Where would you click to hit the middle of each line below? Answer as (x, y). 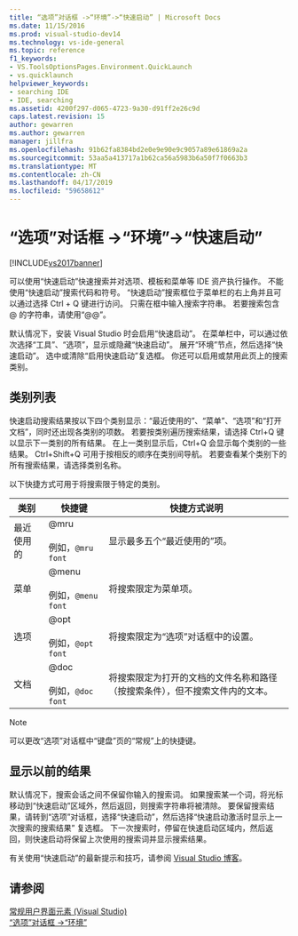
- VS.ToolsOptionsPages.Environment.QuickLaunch (101, 68)
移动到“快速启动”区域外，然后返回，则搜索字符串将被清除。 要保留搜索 (138, 805)
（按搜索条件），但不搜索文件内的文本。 (191, 691)
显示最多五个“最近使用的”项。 (170, 540)
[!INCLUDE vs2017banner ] (56, 262)
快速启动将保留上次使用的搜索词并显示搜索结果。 (122, 839)
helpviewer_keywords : (49, 84)
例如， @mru (71, 548)
